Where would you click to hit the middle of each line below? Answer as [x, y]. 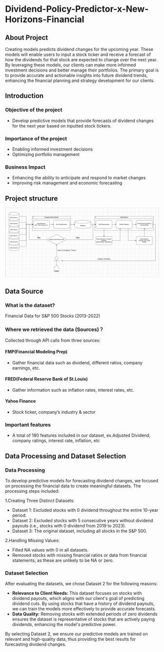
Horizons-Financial [45, 19]
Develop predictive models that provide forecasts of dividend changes [83, 121]
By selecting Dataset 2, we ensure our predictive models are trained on [76, 634]
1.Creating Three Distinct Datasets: [40, 501]
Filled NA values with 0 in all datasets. [50, 550]
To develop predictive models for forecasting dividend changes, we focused [82, 481]
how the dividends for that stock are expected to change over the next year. [81, 60]
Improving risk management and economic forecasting [67, 183]
